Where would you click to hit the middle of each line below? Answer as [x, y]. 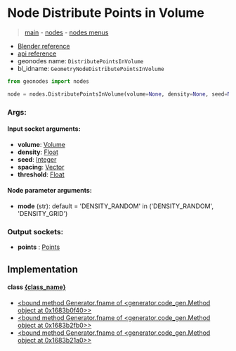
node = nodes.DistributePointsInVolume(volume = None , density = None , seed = [118, 94]
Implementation [43, 269]
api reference [37, 53]
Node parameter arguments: [50, 191]
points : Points [39, 247]
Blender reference [44, 46]
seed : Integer [37, 159]
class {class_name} [37, 287]
